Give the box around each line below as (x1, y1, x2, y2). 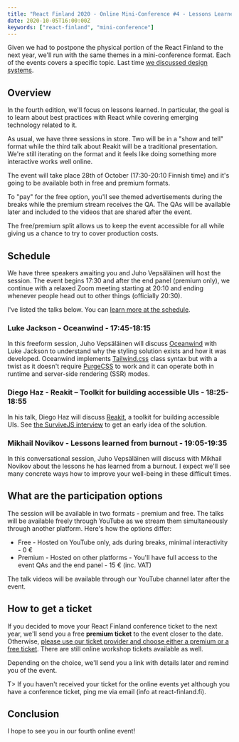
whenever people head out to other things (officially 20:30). (7, 292, 183, 300)
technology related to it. (7, 121, 78, 129)
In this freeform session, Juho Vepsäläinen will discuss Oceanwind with (7, 340, 217, 348)
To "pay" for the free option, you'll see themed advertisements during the (7, 193, 223, 201)
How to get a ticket (7, 603, 92, 615)
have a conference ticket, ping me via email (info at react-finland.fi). (7, 687, 206, 696)
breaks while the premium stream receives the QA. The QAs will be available (7, 200, 231, 209)
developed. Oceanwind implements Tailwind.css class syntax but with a (7, 355, 218, 363)
